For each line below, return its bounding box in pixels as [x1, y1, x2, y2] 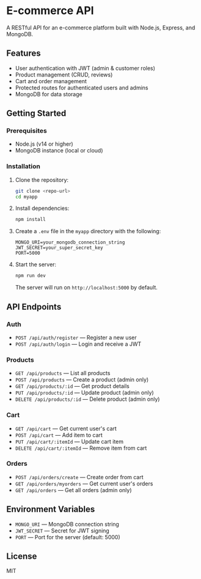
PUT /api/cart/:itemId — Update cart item [15, 438, 124, 445]
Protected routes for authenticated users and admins [15, 84, 148, 91]
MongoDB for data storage [15, 90, 82, 98]
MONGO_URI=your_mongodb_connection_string [15, 239, 125, 245]
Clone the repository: [15, 176, 69, 184]
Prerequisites [6, 127, 47, 135]
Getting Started [6, 108, 67, 119]
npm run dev [15, 273, 46, 279]
